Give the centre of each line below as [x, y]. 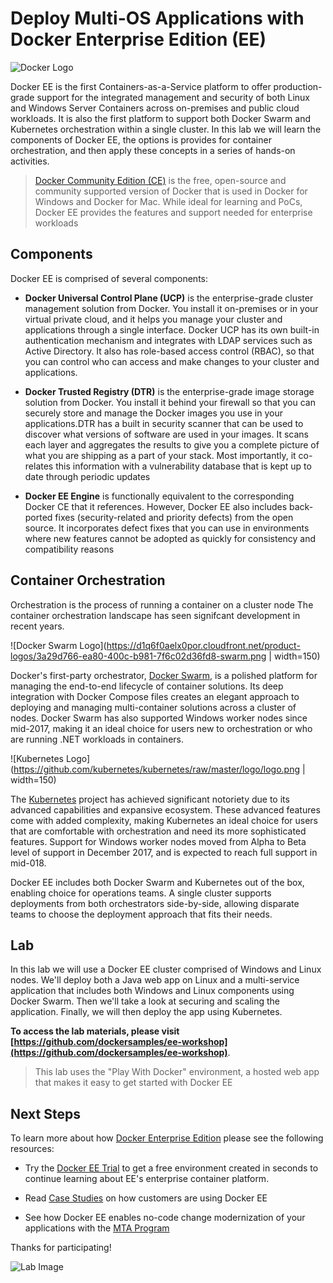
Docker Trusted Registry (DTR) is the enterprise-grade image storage [169, 391]
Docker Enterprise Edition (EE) [138, 39]
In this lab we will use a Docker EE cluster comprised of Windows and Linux [166, 969]
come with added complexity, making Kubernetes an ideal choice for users [164, 820]
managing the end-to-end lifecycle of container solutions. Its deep [147, 686]
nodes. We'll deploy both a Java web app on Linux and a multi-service [155, 980]
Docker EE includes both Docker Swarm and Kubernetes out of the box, [157, 882]
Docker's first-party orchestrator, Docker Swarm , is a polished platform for [164, 675]
